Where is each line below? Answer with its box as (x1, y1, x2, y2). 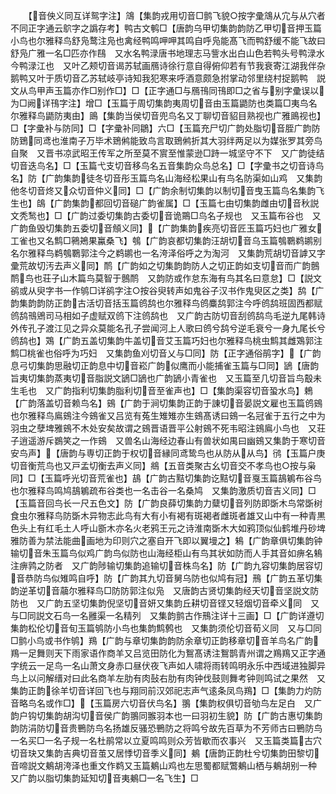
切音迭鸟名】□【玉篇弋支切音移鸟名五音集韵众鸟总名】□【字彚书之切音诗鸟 (10, 160, 325, 171)
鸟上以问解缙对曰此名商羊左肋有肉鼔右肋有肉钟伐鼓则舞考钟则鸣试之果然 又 (10, 672, 326, 684)
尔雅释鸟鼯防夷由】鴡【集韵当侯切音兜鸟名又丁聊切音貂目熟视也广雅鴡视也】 (10, 110, 326, 121)
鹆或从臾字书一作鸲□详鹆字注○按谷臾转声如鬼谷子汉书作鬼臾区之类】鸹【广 (10, 285, 325, 296)
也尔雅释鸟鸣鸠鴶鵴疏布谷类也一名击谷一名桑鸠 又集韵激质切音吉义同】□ (10, 485, 317, 496)
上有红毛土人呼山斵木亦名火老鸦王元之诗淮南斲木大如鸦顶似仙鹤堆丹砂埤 (27, 522, 326, 534)
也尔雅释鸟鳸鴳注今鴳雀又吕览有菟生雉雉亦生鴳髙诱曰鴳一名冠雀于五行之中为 (10, 410, 326, 421)
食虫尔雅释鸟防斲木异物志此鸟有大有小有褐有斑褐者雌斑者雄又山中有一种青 (10, 510, 317, 521)
